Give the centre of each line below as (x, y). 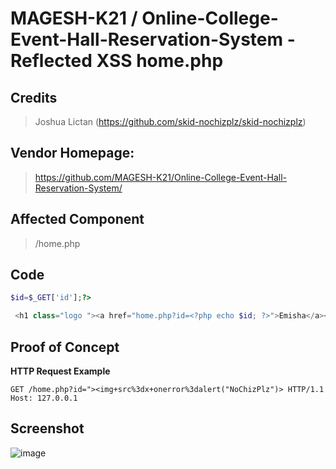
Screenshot (47, 428)
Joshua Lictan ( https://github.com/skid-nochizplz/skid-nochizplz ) (170, 121)
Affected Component (77, 219)
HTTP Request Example (60, 371)
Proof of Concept (65, 347)
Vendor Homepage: (72, 153)
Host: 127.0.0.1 (44, 398)
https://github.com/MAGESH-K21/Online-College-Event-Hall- (160, 177)
